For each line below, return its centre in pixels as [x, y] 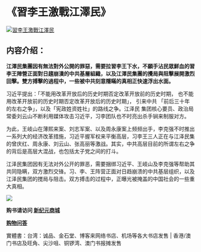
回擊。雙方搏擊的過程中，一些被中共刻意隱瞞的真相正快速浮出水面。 [90, 81]
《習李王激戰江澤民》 [59, 12]
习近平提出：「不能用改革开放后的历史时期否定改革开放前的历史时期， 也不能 [100, 94]
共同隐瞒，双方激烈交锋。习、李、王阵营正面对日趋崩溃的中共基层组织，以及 [100, 171]
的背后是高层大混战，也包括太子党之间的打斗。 [64, 151]
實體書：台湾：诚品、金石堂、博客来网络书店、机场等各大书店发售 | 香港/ [96, 235]
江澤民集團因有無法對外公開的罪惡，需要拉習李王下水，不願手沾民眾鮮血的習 [100, 66]
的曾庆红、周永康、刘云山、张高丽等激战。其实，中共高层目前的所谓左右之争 [100, 143]
